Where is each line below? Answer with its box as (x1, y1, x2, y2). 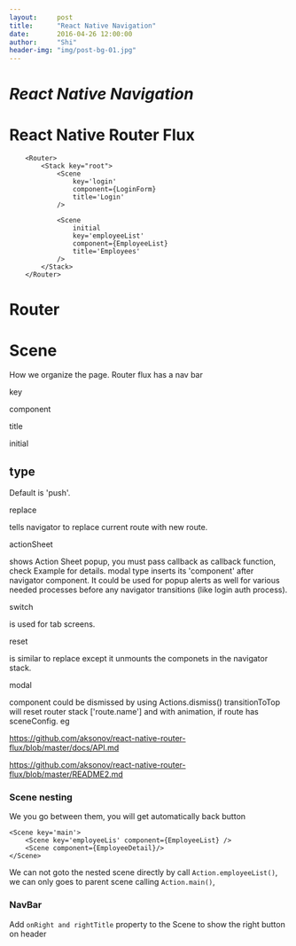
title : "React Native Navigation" (9, 21, 157, 30)
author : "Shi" (9, 37, 77, 47)
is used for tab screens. (9, 619, 96, 629)
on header (9, 928, 47, 939)
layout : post (9, 12, 74, 22)
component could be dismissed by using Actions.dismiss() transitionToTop (9, 697, 281, 708)
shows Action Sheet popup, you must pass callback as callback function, (9, 556, 277, 567)
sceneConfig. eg (9, 715, 70, 727)
